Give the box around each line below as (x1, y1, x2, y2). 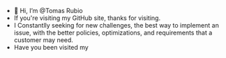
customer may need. (13, 36, 73, 44)
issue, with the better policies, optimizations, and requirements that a (13, 28, 213, 37)
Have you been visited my (13, 43, 89, 51)
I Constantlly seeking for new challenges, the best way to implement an (13, 21, 220, 29)
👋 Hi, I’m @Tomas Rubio (13, 7, 83, 14)
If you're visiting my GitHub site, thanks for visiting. (13, 14, 161, 22)
